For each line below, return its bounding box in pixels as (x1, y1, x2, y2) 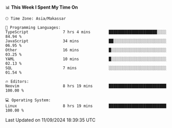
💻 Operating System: (5, 98, 51, 103)
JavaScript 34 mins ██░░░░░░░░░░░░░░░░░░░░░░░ (5, 39, 167, 44)
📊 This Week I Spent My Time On (5, 4, 78, 10)
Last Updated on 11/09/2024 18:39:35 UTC (5, 117, 96, 123)
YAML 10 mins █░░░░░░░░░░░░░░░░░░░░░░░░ (5, 57, 167, 62)
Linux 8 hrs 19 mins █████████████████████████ (5, 103, 167, 108)
